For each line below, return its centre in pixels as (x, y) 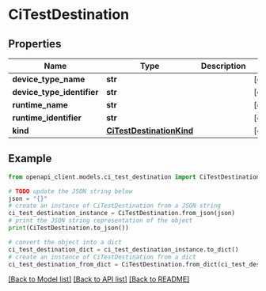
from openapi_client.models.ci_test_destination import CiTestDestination (134, 177)
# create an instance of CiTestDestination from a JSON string (115, 206)
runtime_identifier (47, 118)
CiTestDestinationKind (150, 130)
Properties (35, 44)
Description (224, 66)
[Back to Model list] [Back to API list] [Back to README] (99, 279)
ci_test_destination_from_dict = (63, 264)
